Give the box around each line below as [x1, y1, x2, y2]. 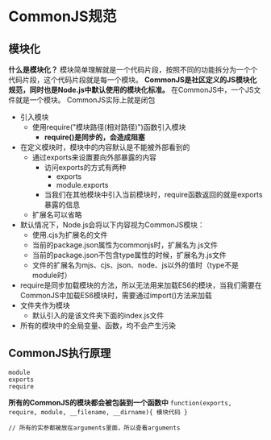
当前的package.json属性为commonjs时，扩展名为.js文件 [31, 240, 219, 250]
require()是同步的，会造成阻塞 [44, 132, 145, 142]
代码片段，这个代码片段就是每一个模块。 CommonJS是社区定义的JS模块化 [8, 75, 257, 85]
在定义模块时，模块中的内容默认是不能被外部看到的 [19, 143, 190, 152]
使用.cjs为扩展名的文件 [31, 230, 108, 239]
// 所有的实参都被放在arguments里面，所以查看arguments [8, 424, 181, 432]
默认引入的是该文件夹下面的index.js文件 [31, 311, 165, 320]
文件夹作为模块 [19, 301, 70, 310]
